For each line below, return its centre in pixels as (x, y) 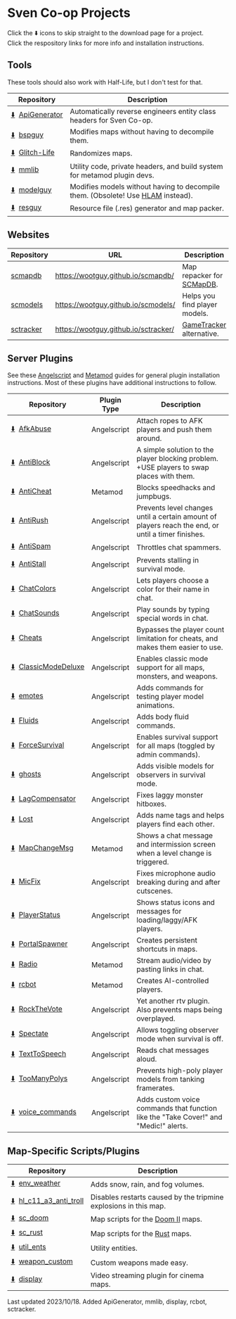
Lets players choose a (173, 581)
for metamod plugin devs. (112, 175)
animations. (156, 705)
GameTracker (204, 324)
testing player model (170, 697)
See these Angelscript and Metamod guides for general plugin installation (113, 375)
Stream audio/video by (174, 961)
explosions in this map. (128, 1206)
